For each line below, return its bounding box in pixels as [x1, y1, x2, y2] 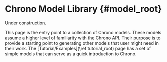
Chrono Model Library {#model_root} [5, 3, 162, 15]
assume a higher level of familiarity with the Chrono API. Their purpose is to [5, 35, 161, 41]
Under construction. [5, 20, 46, 26]
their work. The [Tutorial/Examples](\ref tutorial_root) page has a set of [5, 45, 151, 51]
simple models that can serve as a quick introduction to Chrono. [5, 51, 137, 57]
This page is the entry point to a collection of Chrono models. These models [5, 29, 162, 35]
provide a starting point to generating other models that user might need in [5, 40, 159, 46]
